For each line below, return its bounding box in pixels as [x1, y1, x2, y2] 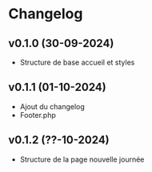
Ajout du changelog [19, 101, 86, 111]
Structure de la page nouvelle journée [19, 154, 145, 164]
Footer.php [19, 110, 56, 119]
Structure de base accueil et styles [19, 57, 135, 67]
